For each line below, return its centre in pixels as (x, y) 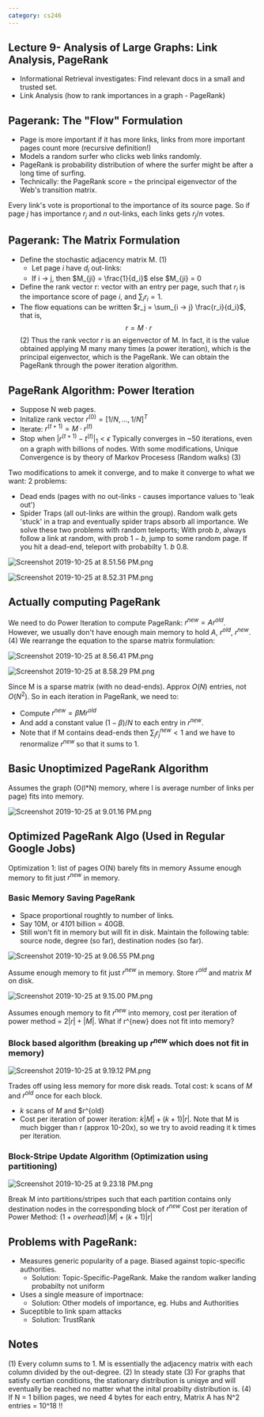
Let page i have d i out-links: (77, 268)
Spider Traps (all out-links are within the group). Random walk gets (128, 513)
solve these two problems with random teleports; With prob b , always (133, 530)
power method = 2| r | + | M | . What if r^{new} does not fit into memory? (121, 1021)
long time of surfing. (53, 173)
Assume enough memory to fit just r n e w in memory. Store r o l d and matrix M (130, 972)
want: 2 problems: (38, 481)
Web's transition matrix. (58, 190)
